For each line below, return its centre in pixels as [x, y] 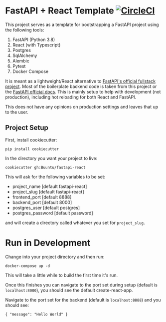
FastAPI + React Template [60, 11]
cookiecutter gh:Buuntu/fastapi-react [45, 167]
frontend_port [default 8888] [42, 197]
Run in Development [48, 243]
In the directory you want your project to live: [51, 158]
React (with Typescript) [36, 44]
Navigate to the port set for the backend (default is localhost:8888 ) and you [83, 299]
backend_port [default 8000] [42, 202]
